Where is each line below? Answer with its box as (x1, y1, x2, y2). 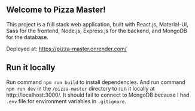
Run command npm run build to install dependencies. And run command (6, 78, 185, 86)
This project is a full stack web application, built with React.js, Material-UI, (6, 20, 188, 28)
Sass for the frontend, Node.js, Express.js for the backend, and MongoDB (6, 27, 187, 34)
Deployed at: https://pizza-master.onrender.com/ (6, 45, 127, 52)
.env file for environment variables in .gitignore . (6, 97, 127, 104)
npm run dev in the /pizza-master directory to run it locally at (6, 85, 155, 92)
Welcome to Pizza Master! (6, 5, 106, 15)
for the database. (6, 33, 49, 41)
